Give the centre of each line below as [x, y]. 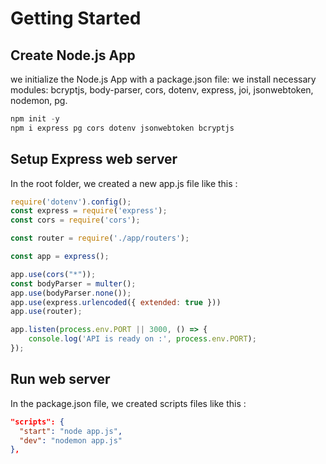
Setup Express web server [94, 159]
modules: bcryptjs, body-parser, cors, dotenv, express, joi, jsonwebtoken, [162, 90]
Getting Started [76, 18]
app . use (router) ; [46, 312]
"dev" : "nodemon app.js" [71, 440]
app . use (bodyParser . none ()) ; [71, 293]
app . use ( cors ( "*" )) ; [53, 274]
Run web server [60, 379]
